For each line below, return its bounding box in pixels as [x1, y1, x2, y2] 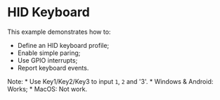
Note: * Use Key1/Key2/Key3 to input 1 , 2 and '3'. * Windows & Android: [7, 77, 214, 85]
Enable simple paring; [17, 49, 81, 57]
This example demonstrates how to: [7, 27, 111, 36]
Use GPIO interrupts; [17, 56, 78, 64]
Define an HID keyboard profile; [17, 41, 110, 49]
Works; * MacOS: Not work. [7, 85, 88, 93]
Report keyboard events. [17, 63, 89, 72]
